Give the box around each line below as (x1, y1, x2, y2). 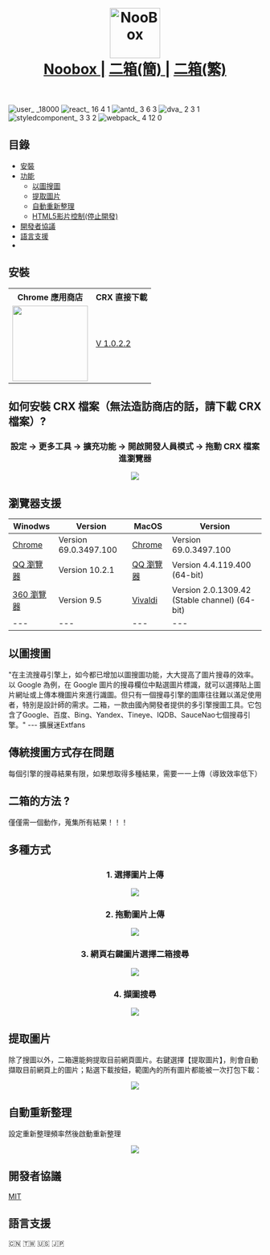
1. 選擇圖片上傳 (105, 869, 165, 880)
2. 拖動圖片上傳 (105, 909, 165, 920)
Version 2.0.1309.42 (171, 585, 252, 596)
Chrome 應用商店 (17, 292, 84, 303)
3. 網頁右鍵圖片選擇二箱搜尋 (80, 949, 190, 960)
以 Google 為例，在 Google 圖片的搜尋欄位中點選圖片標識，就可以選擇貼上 (8, 680, 255, 689)
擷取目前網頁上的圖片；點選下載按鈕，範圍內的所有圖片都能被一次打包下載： (8, 1065, 262, 1074)
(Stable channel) (171, 595, 235, 606)
